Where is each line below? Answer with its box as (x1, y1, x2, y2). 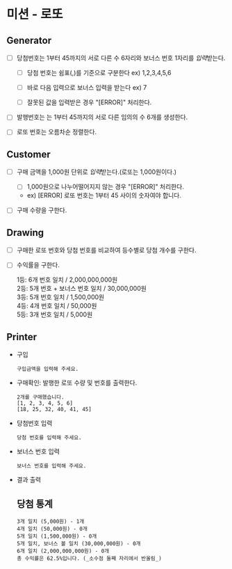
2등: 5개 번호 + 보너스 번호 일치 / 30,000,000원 (16, 284, 147, 293)
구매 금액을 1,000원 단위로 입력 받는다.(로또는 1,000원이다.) (16, 168, 177, 176)
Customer (6, 148, 51, 160)
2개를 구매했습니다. (16, 394, 65, 401)
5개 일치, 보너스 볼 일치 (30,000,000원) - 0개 (16, 540, 141, 547)
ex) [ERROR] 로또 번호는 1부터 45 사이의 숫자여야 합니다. (26, 191, 182, 200)
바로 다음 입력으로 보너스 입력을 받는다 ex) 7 (26, 83, 147, 92)
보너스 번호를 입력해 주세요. (16, 463, 87, 470)
